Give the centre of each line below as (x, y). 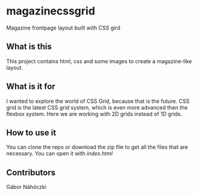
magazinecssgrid (51, 11)
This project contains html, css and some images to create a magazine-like (99, 61)
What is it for (31, 86)
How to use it (31, 133)
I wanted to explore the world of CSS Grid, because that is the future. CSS (98, 101)
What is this (29, 47)
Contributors (31, 172)
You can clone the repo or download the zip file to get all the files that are (97, 147)
